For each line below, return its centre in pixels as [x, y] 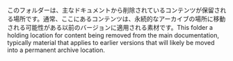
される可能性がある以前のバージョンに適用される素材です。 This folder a [110, 27]
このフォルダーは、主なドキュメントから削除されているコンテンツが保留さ [114, 10]
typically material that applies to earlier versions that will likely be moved [111, 43]
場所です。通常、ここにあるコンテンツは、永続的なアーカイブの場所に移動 [119, 19]
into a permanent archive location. [56, 50]
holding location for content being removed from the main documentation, [113, 35]
